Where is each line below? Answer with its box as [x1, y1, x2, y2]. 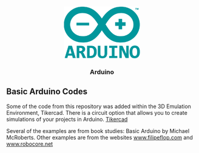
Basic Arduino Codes [6, 86, 88, 97]
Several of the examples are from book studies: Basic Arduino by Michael [6, 127, 190, 134]
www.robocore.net [6, 140, 53, 148]
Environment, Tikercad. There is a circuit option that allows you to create [6, 109, 188, 116]
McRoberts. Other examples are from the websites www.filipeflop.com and [6, 134, 193, 141]
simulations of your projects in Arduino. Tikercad [6, 115, 128, 123]
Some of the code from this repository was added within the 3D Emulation [6, 103, 191, 110]
